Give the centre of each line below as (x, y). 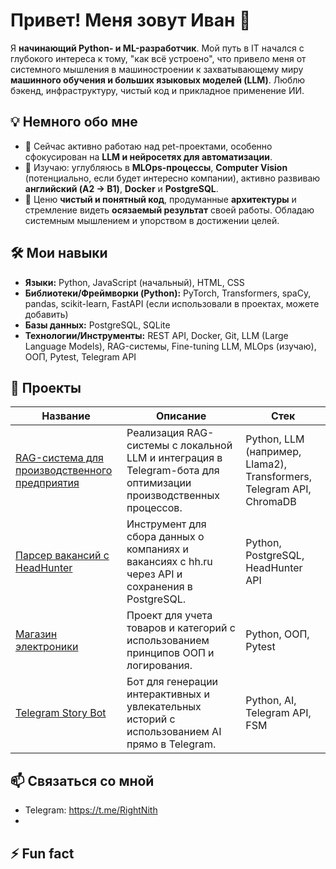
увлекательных (164, 707)
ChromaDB (271, 502)
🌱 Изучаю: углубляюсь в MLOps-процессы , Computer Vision (156, 167)
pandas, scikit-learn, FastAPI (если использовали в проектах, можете (172, 303)
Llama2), (266, 464)
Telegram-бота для (173, 471)
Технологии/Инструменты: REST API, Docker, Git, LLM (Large (156, 335)
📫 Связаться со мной (82, 780)
